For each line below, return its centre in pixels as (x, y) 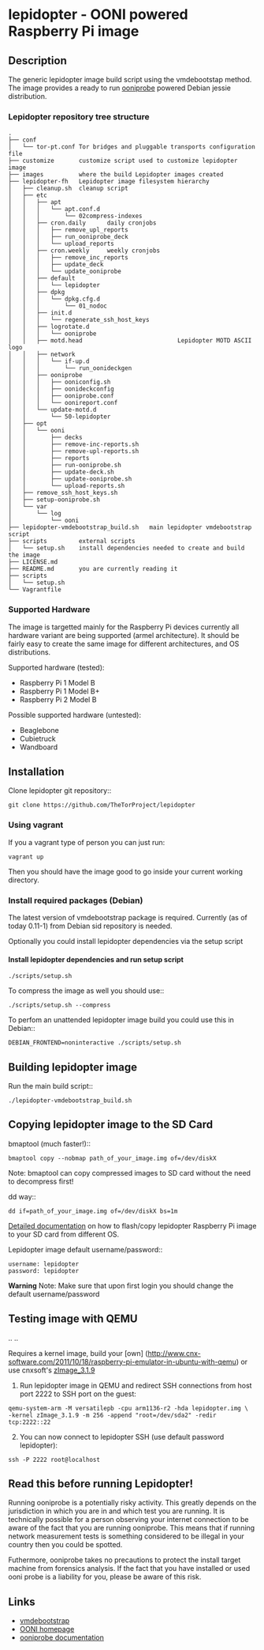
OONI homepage (47, 1629)
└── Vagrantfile (35, 590)
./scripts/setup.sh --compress (59, 1006)
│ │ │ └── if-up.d (49, 361)
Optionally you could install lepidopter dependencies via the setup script (126, 941)
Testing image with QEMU (73, 1319)
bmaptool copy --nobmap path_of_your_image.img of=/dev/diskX (112, 1158)
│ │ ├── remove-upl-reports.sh (74, 451)
